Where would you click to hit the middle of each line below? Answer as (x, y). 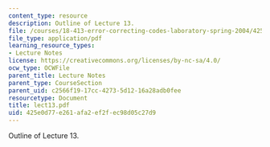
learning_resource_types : (51, 46)
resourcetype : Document (48, 98)
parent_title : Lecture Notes (57, 76)
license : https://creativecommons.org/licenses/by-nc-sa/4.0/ (115, 61)
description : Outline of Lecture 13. (72, 23)
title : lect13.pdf (39, 105)
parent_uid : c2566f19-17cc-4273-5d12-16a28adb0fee (95, 90)
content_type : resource (48, 16)
